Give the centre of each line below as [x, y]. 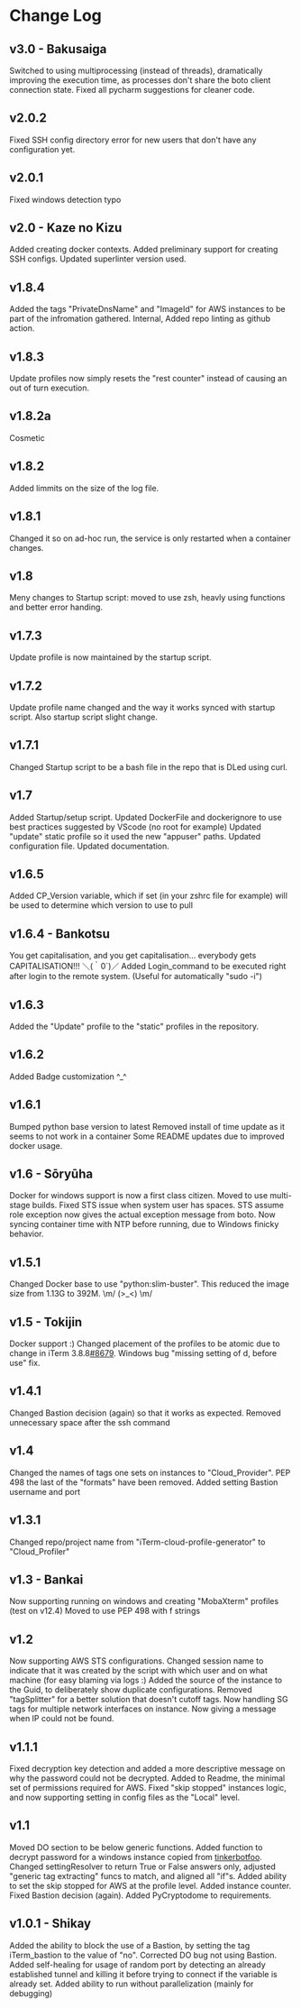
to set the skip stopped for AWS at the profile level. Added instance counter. [150, 1885]
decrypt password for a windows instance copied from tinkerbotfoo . [136, 1857]
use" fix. [25, 1363]
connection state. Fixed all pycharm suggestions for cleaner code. [132, 90]
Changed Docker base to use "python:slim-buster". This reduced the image [150, 1284]
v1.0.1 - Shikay [50, 1924]
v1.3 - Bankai [46, 1579]
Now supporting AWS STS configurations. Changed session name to [137, 1661]
